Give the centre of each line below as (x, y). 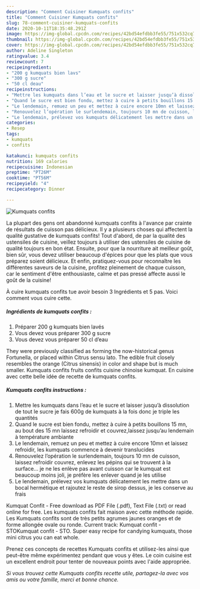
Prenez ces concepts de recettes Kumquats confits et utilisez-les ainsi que (98, 549)
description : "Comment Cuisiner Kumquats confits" (70, 12)
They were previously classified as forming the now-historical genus (90, 351)
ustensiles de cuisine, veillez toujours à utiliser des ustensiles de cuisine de (99, 242)
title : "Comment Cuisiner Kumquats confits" (62, 17)
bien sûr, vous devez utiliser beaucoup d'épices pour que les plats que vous (99, 254)
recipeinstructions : (32, 90)
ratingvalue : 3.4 (28, 56)
